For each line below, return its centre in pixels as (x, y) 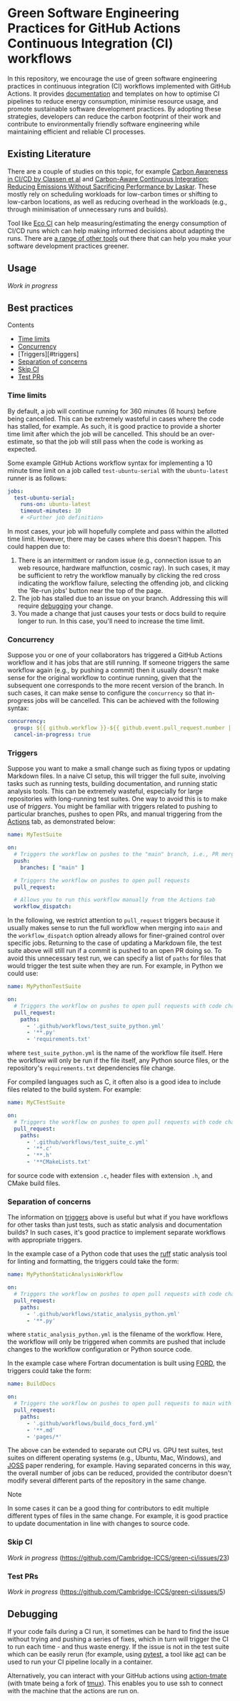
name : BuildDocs (31, 1384)
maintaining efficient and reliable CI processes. (76, 131)
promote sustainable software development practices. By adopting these (114, 109)
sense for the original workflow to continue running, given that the (105, 678)
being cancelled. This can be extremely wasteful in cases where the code (116, 419)
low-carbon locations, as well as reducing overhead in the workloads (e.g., (117, 201)
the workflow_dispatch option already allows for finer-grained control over (116, 936)
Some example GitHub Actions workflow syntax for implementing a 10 (110, 463)
